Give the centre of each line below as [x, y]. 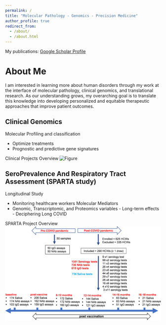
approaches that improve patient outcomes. [50, 106]
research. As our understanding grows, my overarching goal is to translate [81, 96]
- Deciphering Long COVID [40, 214]
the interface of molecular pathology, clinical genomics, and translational [79, 90]
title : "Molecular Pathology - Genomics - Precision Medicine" [72, 16]
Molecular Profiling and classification [43, 133]
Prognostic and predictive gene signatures [55, 148]
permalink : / [19, 10]
